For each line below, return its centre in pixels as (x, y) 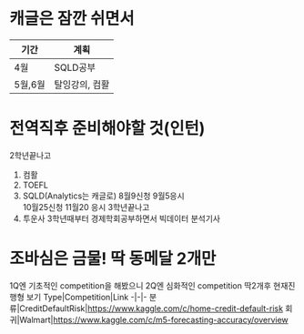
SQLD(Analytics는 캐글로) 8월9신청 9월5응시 (103, 196)
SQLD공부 (75, 67)
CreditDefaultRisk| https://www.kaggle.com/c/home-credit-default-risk (152, 308)
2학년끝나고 (30, 155)
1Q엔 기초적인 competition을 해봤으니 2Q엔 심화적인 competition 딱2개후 (140, 285)
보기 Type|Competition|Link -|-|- (86, 297)
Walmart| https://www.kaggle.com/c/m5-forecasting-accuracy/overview (154, 319)
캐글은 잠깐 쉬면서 (72, 19)
